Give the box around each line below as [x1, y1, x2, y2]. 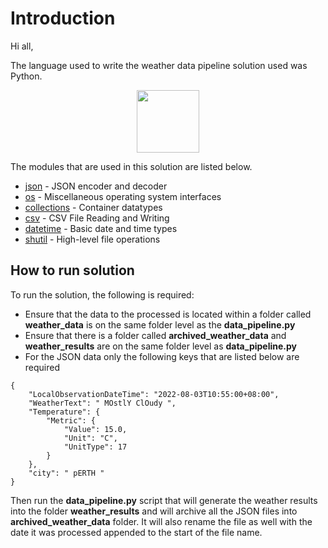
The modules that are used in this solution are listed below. [10, 160, 253, 172]
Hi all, [10, 40, 34, 52]
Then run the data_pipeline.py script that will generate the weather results [10, 494, 318, 506]
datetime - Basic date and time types [24, 222, 178, 234]
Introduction [10, 7, 116, 30]
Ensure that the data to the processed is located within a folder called [24, 308, 312, 320]
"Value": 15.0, [63, 424, 128, 434]
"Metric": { [46, 415, 97, 426]
